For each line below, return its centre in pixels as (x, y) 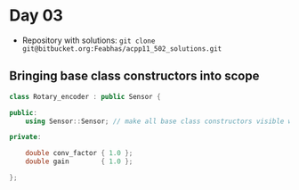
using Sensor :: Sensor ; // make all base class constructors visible (155, 121)
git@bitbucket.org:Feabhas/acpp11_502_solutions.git (122, 49)
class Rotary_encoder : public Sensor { (85, 96)
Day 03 (36, 16)
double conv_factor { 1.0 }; (79, 153)
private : (25, 137)
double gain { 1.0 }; (79, 161)
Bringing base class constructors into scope (134, 76)
